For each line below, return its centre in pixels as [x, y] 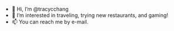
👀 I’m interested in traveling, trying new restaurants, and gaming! [90, 15]
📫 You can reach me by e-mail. [50, 22]
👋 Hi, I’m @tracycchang [40, 9]
